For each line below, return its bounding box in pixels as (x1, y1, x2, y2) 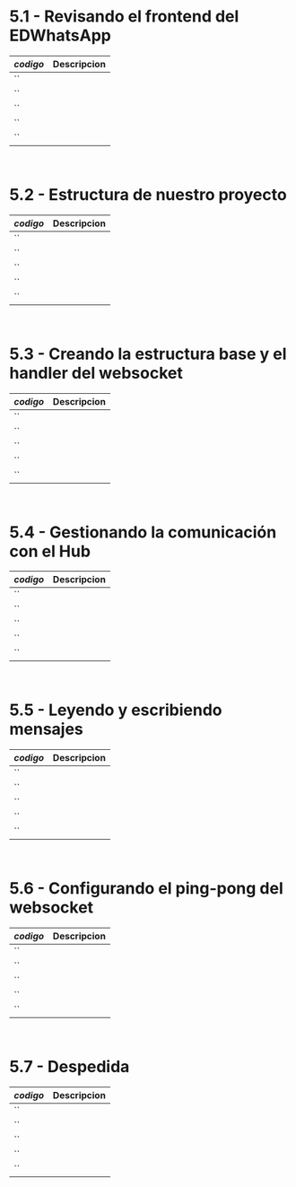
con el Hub (9, 541, 91, 562)
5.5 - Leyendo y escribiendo (9, 700, 222, 720)
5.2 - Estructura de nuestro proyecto (9, 185, 287, 205)
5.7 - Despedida (9, 1057, 130, 1078)
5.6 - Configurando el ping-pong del (9, 878, 284, 899)
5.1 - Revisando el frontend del (9, 6, 239, 27)
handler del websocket (9, 362, 184, 383)
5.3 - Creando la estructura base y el (9, 344, 287, 364)
